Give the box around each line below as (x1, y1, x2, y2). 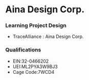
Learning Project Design (5, 22, 66, 29)
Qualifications (5, 46, 41, 53)
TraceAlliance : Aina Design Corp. (12, 33, 84, 39)
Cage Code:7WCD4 (12, 69, 55, 75)
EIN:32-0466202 (12, 58, 49, 64)
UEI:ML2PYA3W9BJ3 (12, 63, 58, 70)
